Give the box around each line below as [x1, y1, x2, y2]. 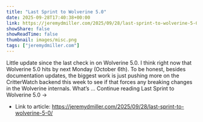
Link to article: [14, 103, 51, 110]
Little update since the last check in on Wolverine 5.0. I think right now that [6, 59, 192, 66]
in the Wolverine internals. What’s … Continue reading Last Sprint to [6, 85, 175, 92]
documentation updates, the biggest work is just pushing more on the [6, 72, 179, 79]
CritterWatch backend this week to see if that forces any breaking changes [6, 78, 193, 85]
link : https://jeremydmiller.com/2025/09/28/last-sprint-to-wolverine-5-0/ [6, 20, 201, 26]
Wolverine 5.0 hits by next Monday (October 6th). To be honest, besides [6, 65, 186, 72]
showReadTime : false [6, 31, 59, 37]
